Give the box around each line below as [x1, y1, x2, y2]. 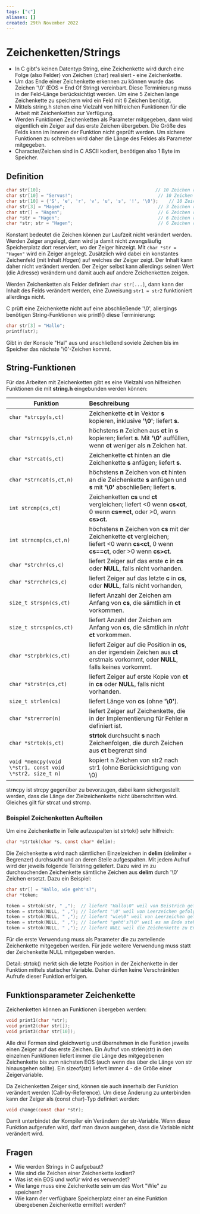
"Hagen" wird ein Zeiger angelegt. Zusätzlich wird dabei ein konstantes [6, 250, 179, 257]
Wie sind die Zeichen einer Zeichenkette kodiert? [14, 1170, 135, 1177]
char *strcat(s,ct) [9, 455, 64, 462]
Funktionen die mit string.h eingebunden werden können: [6, 385, 148, 392]
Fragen [6, 1147, 33, 1157]
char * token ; [6, 892, 39, 898]
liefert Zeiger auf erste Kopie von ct [89, 672, 189, 681]
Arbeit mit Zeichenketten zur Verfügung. [14, 110, 114, 117]
